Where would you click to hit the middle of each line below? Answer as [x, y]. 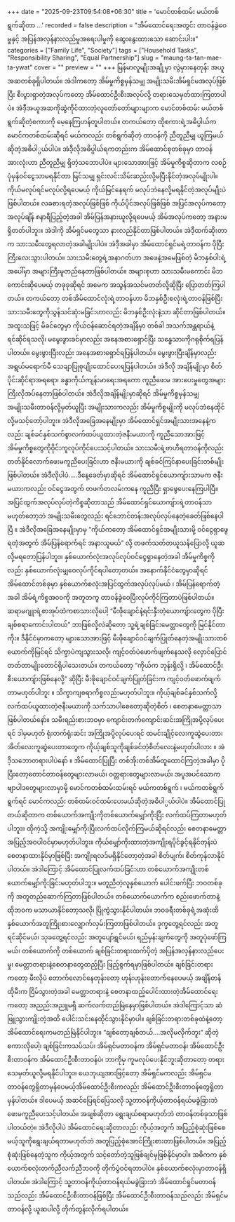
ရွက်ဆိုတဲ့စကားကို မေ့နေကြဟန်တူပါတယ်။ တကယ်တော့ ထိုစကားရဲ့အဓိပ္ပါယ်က [112, 122]
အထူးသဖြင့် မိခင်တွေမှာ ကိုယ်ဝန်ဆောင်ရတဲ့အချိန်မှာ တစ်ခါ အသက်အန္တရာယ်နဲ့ [111, 325]
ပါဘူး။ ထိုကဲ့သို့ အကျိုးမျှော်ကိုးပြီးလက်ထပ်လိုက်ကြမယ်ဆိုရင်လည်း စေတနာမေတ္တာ [117, 828]
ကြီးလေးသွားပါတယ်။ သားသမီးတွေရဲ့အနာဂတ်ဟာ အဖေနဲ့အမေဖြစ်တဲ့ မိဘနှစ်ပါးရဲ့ [117, 257]
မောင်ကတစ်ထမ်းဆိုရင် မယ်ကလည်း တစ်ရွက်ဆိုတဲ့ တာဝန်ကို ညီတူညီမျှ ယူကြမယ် [115, 135]
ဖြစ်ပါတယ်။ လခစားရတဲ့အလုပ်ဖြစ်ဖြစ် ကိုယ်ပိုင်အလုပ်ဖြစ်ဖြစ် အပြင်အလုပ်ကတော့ [117, 203]
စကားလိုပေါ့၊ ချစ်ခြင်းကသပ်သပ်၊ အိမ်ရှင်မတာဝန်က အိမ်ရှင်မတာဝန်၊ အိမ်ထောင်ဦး [116, 1046]
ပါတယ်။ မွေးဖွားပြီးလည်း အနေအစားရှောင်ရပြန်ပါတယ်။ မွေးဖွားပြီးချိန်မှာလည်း [112, 352]
